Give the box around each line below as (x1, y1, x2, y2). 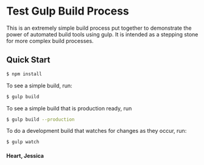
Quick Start (6, 55, 51, 65)
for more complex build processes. (6, 37, 94, 44)
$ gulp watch (6, 139, 40, 145)
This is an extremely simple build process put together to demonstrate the (6, 24, 192, 32)
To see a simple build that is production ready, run (6, 104, 132, 112)
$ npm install (6, 71, 43, 77)
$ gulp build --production (6, 116, 75, 123)
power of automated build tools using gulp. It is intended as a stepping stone (6, 30, 199, 38)
